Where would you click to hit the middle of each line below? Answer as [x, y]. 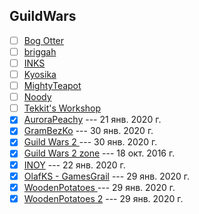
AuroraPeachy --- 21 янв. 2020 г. [92, 120]
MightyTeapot [52, 86]
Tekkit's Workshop [62, 108]
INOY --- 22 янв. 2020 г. [74, 165]
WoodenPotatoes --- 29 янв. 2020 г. [99, 187]
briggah [40, 51]
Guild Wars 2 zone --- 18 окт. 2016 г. [99, 153]
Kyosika [40, 74]
